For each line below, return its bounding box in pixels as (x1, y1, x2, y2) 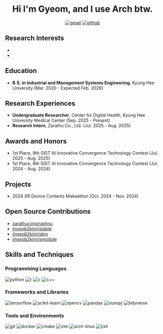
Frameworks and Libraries (5, 289, 69, 296)
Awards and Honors (5, 137, 67, 145)
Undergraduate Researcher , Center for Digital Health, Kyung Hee (12, 112, 145, 118)
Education (5, 67, 37, 75)
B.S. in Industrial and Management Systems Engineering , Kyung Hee (12, 80, 155, 86)
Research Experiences (5, 99, 76, 107)
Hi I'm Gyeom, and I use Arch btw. (12, 3, 153, 15)
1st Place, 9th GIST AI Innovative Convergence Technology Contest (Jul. (12, 150, 159, 156)
